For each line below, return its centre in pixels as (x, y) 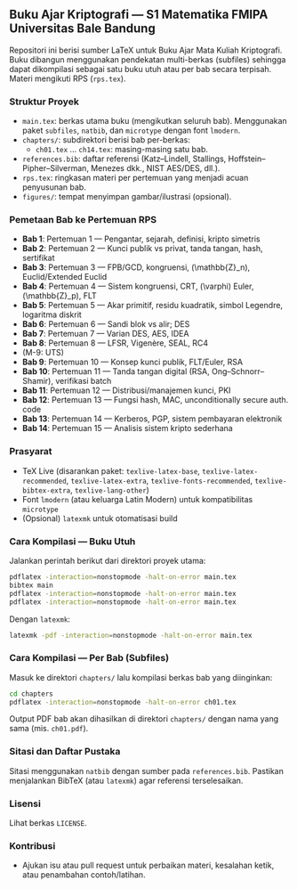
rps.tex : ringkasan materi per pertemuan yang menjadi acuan (135, 178)
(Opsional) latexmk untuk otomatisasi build (100, 518)
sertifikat (38, 258)
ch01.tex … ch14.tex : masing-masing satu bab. (122, 150)
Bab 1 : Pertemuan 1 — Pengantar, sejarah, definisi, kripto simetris (141, 239)
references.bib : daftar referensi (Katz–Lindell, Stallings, (124, 159)
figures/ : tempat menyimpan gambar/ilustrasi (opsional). (127, 197)
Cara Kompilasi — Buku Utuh (72, 541)
